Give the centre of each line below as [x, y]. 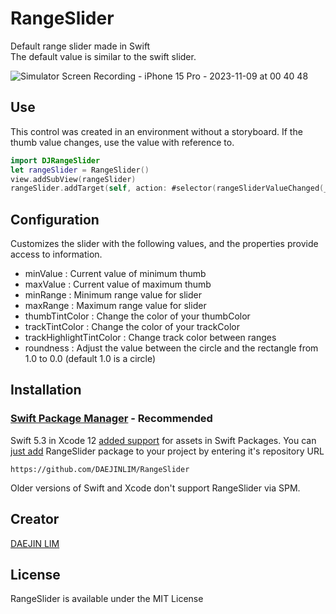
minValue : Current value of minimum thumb [115, 274]
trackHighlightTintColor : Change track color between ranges [150, 338]
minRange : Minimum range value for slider [113, 295]
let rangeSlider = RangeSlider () [80, 170]
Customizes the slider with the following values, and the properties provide [164, 244]
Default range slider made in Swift [80, 46]
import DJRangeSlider [55, 160]
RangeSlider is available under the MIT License [107, 599]
